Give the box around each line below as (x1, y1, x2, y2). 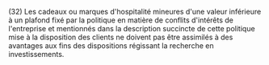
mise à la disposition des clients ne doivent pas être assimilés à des (8, 32, 233, 42)
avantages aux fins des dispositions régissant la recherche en (8, 41, 214, 51)
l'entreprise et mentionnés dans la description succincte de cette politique (8, 24, 256, 33)
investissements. (8, 50, 65, 59)
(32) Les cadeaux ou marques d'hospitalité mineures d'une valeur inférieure (8, 7, 262, 16)
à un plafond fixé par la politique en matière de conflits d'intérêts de (8, 15, 234, 25)
